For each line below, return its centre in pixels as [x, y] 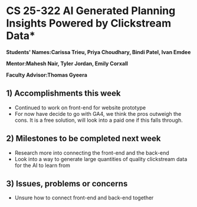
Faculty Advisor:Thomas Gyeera [47, 75]
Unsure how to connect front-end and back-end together [84, 198]
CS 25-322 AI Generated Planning [91, 11]
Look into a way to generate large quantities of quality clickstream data [101, 159]
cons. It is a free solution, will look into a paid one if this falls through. [98, 120]
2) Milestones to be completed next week [83, 138]
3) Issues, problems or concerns [67, 183]
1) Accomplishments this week [63, 93]
